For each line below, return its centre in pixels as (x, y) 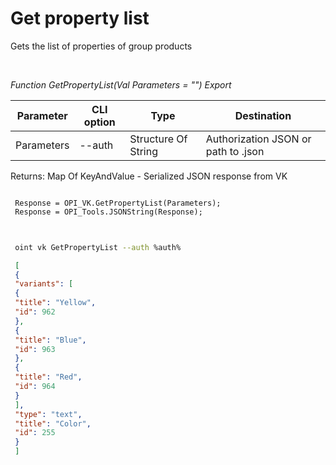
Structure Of (158, 139)
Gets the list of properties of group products (101, 46)
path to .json (235, 151)
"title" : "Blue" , (50, 340)
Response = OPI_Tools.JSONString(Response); (108, 212)
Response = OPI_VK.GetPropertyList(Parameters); (118, 203)
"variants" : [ (44, 284)
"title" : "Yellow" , (55, 303)
